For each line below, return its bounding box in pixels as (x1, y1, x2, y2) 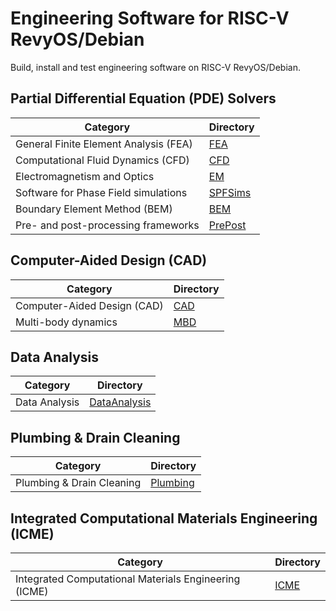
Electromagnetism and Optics (15, 169, 155, 183)
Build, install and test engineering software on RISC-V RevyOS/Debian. (10, 61, 301, 73)
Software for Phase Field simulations (15, 185, 188, 199)
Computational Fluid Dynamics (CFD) (15, 153, 190, 167)
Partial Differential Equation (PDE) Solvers (10, 90, 277, 107)
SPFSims (208, 185, 252, 199)
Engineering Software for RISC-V (10, 7, 290, 30)
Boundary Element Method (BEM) (15, 202, 173, 216)
